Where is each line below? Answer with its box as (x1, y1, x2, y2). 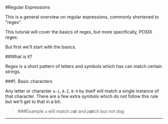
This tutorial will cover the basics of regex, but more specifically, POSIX (5, 29, 152, 34)
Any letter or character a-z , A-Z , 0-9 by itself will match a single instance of (5, 88, 159, 94)
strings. (5, 68, 21, 74)
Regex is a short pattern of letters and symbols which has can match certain (5, 63, 162, 69)
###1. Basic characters (5, 78, 52, 84)
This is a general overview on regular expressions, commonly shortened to (5, 14, 159, 19)
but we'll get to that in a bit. (5, 98, 61, 104)
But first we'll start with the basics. (5, 44, 76, 49)
